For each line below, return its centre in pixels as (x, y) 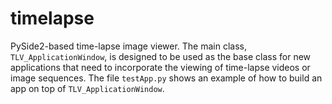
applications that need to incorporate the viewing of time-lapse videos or (160, 67)
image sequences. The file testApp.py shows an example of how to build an (166, 78)
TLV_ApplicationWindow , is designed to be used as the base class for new (161, 56)
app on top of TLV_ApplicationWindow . (87, 88)
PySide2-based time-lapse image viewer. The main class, (128, 46)
